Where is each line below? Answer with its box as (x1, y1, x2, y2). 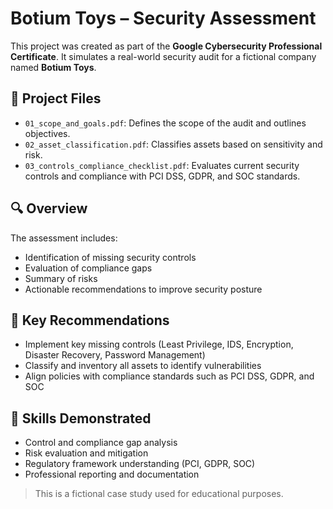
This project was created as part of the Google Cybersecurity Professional (10, 40, 323, 52)
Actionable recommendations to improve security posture (24, 283, 263, 295)
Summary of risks (24, 272, 98, 284)
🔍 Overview (10, 200, 88, 217)
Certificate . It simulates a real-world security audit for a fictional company (10, 50, 317, 62)
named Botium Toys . (10, 61, 97, 73)
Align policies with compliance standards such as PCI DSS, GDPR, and (24, 370, 315, 382)
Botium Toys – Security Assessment (10, 7, 317, 30)
